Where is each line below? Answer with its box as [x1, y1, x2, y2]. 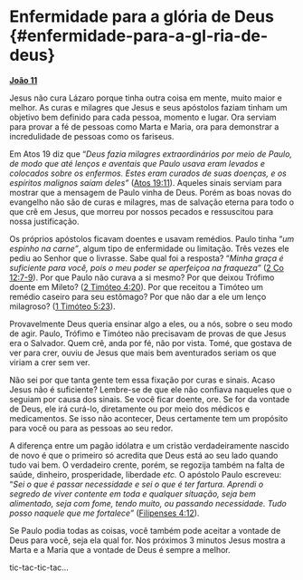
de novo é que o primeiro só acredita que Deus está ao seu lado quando [9, 449, 279, 460]
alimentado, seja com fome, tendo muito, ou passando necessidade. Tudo [9, 498, 287, 508]
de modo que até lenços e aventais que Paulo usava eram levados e [9, 158, 265, 169]
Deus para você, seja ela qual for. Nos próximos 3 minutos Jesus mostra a [9, 535, 286, 546]
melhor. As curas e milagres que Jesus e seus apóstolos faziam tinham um [9, 101, 288, 112]
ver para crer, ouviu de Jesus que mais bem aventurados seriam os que [9, 347, 277, 358]
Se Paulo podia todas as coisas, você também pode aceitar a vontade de [9, 525, 281, 536]
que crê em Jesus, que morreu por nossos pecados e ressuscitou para [9, 206, 274, 217]
